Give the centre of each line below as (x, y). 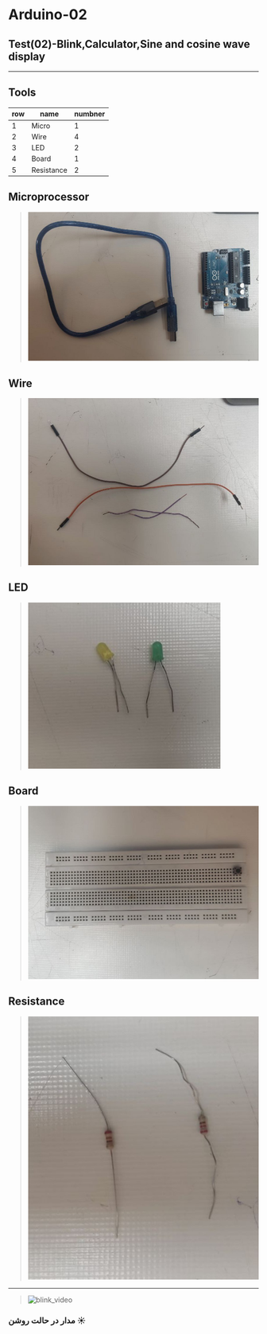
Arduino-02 (48, 15)
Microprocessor (49, 197)
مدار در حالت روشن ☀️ (47, 1320)
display (27, 56)
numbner (90, 114)
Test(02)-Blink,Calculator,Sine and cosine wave (129, 44)
